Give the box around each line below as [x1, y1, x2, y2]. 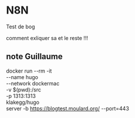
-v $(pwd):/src [6, 86, 42, 93]
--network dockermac [6, 80, 60, 87]
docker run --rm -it [6, 67, 52, 74]
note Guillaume [6, 51, 63, 62]
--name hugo [6, 73, 38, 80]
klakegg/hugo [6, 99, 40, 106]
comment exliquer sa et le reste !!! [6, 34, 88, 41]
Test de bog [6, 23, 35, 30]
